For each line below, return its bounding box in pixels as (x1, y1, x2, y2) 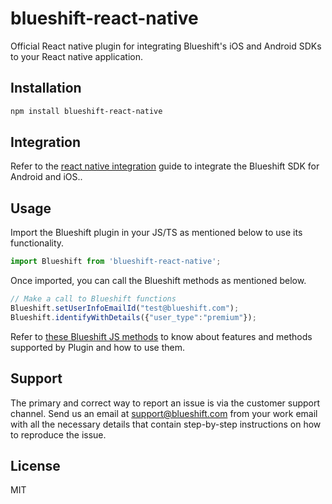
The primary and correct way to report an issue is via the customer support (10, 397, 321, 409)
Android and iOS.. (10, 171, 83, 183)
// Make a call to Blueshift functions (10, 294, 177, 304)
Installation (10, 80, 82, 97)
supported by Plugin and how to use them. (10, 341, 186, 353)
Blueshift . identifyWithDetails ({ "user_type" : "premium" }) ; (10, 312, 257, 322)
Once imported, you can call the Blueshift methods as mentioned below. (10, 275, 307, 287)
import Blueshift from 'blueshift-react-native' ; (10, 257, 222, 267)
